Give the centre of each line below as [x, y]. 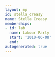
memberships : [18, 24]
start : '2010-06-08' [30, 38]
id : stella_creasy [24, 14]
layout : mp [16, 10]
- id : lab [15, 28]
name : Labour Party [29, 33]
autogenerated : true [26, 47]
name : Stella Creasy [26, 19]
